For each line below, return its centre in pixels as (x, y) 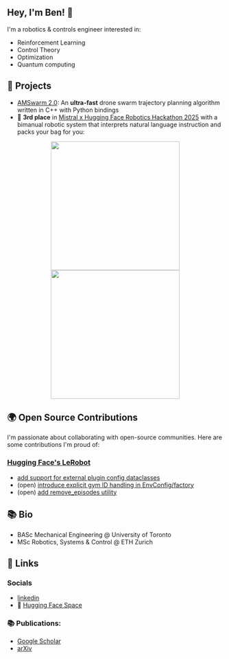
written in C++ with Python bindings (68, 110)
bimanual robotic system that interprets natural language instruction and (119, 124)
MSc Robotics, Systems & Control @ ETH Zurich (85, 542)
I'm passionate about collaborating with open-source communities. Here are (115, 437)
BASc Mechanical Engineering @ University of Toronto (94, 534)
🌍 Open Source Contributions (73, 418)
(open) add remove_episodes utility (67, 492)
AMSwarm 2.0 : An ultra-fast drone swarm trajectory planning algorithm (119, 102)
